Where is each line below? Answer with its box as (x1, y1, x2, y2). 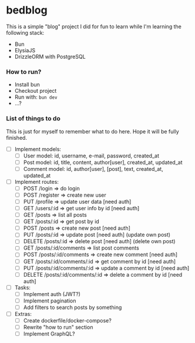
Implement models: (14, 145, 62, 153)
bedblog (6, 4, 48, 17)
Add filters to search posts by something (23, 304, 122, 311)
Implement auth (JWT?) (23, 290, 81, 297)
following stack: (6, 29, 45, 36)
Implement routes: (14, 178, 59, 185)
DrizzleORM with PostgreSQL (14, 53, 86, 60)
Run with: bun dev (14, 93, 58, 100)
